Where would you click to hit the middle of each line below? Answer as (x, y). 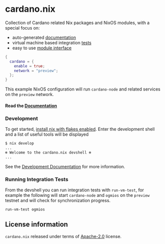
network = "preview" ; (36, 71)
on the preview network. (30, 94)
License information (36, 225)
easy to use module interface (42, 48)
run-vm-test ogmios (25, 209)
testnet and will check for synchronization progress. (58, 200)
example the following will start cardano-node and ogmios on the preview (77, 195)
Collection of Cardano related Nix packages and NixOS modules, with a (77, 23)
